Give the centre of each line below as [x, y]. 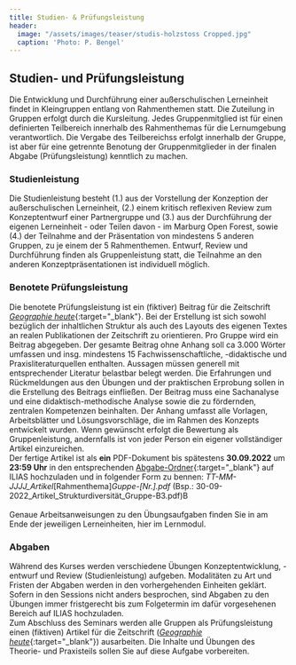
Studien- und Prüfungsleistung [97, 78]
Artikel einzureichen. [47, 448]
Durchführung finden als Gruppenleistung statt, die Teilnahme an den [136, 255]
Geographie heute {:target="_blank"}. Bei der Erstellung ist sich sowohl [138, 316]
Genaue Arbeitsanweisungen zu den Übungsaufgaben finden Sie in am [139, 514]
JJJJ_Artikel [31, 486]
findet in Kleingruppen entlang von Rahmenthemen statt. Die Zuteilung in [142, 109]
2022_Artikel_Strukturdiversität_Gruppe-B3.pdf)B [99, 495]
